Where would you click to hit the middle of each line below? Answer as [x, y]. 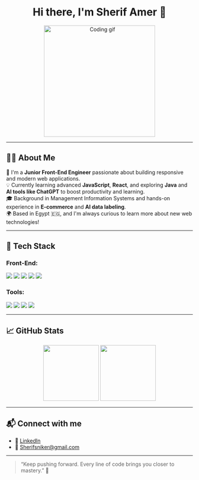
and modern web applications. [43, 178]
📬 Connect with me [44, 423]
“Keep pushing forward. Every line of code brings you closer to [97, 464]
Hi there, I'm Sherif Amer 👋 [99, 12]
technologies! [23, 222]
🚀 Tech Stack [31, 246]
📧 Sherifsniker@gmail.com [47, 447]
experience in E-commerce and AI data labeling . [66, 207]
